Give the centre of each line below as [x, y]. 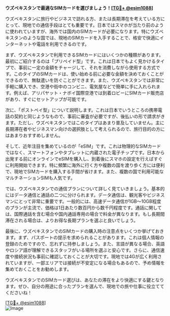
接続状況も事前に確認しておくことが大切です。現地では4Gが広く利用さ [88, 256]
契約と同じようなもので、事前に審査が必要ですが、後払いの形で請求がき [90, 116]
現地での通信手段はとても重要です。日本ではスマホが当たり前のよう [93, 25]
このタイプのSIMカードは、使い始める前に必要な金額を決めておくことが [89, 74]
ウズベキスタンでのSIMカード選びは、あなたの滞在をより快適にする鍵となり [85, 280]
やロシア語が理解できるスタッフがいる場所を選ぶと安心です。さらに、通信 [83, 250]
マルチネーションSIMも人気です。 [40, 178]
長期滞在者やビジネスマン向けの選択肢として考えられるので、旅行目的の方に [85, 129]
